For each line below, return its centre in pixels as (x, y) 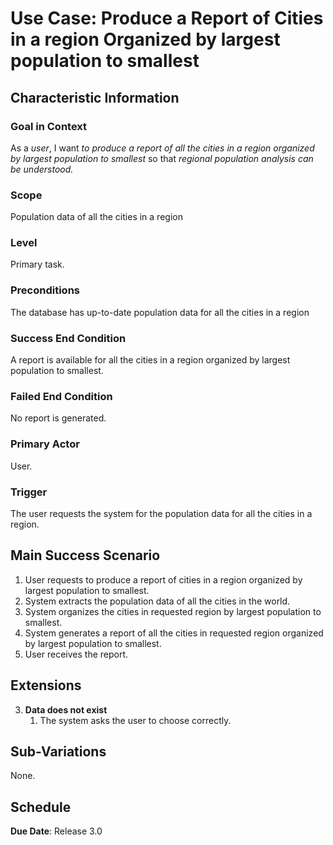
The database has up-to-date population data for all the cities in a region (160, 312)
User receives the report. (76, 654)
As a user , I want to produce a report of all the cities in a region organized (162, 148)
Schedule (41, 807)
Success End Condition (68, 338)
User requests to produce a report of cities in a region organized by (163, 579)
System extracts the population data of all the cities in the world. (157, 601)
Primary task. (37, 264)
